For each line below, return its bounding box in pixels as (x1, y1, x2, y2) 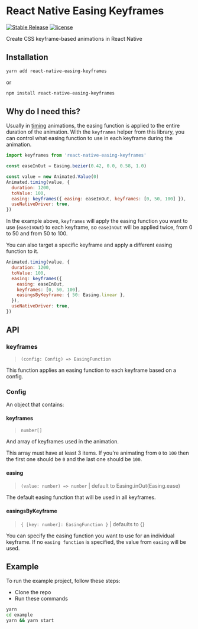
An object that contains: (6, 401, 64, 408)
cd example (6, 612, 33, 618)
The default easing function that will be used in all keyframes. (6, 494, 156, 501)
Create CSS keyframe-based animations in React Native (6, 35, 143, 42)
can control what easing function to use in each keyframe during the (6, 135, 173, 142)
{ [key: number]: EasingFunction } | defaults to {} (20, 520, 145, 527)
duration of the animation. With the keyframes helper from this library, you (6, 128, 185, 135)
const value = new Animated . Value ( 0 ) (6, 174, 99, 180)
